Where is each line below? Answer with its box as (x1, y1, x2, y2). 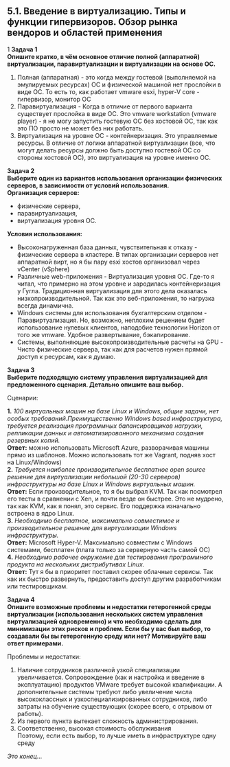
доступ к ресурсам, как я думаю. (16, 352, 115, 360)
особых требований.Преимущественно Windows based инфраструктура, (7, 414, 223, 422)
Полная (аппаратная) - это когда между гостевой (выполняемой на (16, 73, 216, 81)
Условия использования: (7, 229, 82, 238)
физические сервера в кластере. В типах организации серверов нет (16, 250, 219, 258)
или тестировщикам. (7, 582, 69, 590)
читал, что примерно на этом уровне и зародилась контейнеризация (16, 279, 221, 288)
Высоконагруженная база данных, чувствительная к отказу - (16, 243, 198, 251)
